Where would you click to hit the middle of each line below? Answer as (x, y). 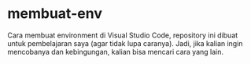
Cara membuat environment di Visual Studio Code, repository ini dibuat (123, 35)
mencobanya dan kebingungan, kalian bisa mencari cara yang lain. (116, 52)
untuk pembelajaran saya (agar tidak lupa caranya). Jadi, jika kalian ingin (125, 43)
